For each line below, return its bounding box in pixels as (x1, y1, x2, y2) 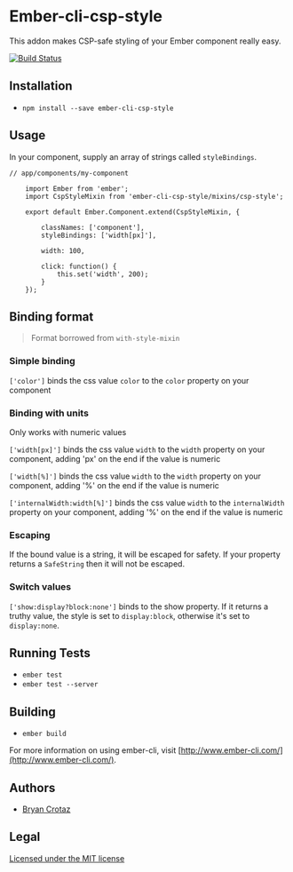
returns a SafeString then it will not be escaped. (9, 559, 185, 569)
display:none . (9, 620, 59, 630)
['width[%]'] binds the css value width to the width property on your (9, 471, 262, 481)
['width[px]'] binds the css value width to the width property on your (9, 444, 265, 455)
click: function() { (41, 262, 117, 271)
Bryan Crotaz (21, 804, 71, 814)
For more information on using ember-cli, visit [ (9, 745, 182, 756)
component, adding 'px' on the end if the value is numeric (9, 453, 221, 464)
